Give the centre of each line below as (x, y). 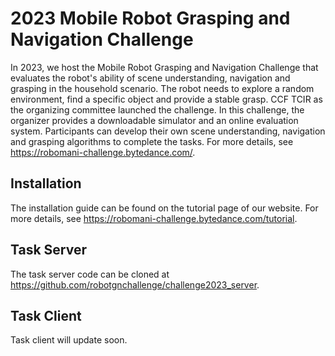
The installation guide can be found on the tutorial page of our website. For (164, 208)
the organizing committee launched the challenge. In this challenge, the (157, 109)
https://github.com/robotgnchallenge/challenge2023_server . (135, 284)
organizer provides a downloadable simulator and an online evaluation (154, 120)
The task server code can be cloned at (90, 274)
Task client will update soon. (69, 340)
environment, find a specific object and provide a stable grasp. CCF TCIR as (166, 99)
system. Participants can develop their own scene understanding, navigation (168, 131)
